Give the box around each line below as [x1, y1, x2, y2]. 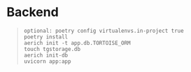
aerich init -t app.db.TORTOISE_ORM [23, 39, 131, 46]
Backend [6, 4, 59, 20]
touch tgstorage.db [23, 45, 81, 52]
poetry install [23, 33, 69, 41]
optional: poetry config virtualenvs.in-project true [23, 27, 184, 34]
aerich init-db [23, 52, 69, 59]
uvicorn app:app [23, 57, 71, 65]
